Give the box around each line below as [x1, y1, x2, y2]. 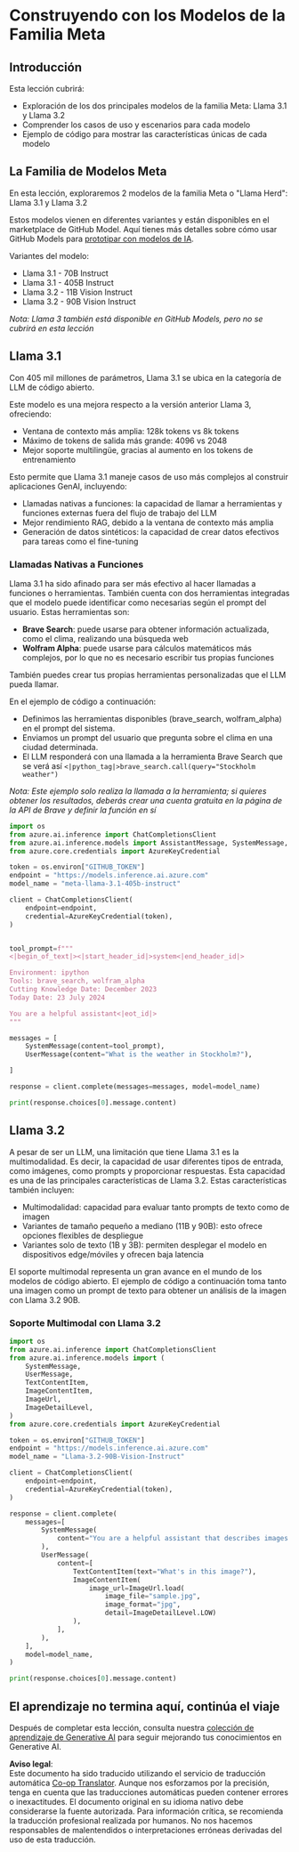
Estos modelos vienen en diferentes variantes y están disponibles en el [9, 214, 270, 225]
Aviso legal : [9, 1759, 53, 1769]
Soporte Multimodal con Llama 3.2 [9, 1316, 162, 1329]
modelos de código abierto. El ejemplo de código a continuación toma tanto [9, 1275, 287, 1286]
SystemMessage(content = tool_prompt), [25, 1042, 166, 1051]
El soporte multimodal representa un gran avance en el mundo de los [9, 1266, 263, 1277]
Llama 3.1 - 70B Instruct [21, 268, 109, 279]
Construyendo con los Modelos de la [9, 5, 287, 26]
